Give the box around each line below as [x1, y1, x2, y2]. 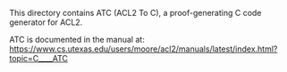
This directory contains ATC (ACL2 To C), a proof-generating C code [9, 8, 262, 18]
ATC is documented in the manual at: [9, 35, 145, 44]
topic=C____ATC [9, 53, 69, 63]
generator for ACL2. [9, 17, 83, 28]
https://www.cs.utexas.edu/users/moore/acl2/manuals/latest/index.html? [9, 44, 278, 54]
